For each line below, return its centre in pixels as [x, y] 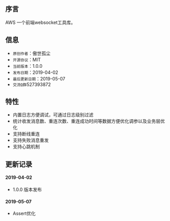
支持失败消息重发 [31, 140]
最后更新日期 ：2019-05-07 [39, 78]
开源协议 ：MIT [27, 60]
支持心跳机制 [26, 147]
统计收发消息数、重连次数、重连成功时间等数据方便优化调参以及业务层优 [89, 121]
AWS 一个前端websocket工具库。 [40, 22]
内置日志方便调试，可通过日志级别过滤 [53, 115]
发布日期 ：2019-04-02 [35, 72]
